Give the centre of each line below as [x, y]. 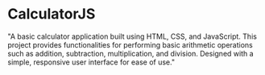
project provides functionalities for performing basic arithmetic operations [130, 44]
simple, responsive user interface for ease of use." [91, 62]
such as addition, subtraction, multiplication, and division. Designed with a [131, 53]
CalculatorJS [52, 14]
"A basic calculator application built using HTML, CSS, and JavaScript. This [132, 36]
